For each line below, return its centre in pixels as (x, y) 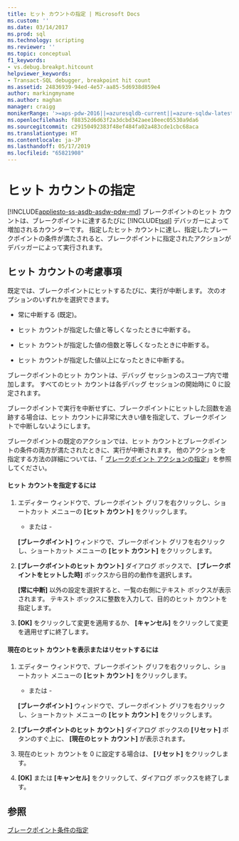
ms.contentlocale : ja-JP (44, 140)
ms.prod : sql (27, 34)
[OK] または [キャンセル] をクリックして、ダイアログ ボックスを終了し (121, 778)
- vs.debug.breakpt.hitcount (51, 67)
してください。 (29, 468)
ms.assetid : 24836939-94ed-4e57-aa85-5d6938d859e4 (84, 87)
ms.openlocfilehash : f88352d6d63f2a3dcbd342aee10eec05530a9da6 (103, 120)
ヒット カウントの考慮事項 (65, 272)
